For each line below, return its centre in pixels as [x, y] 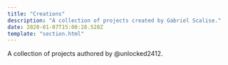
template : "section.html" [46, 34]
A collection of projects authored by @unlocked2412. [85, 54]
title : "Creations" [36, 14]
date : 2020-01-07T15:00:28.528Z [55, 27]
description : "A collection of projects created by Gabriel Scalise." [114, 20]
